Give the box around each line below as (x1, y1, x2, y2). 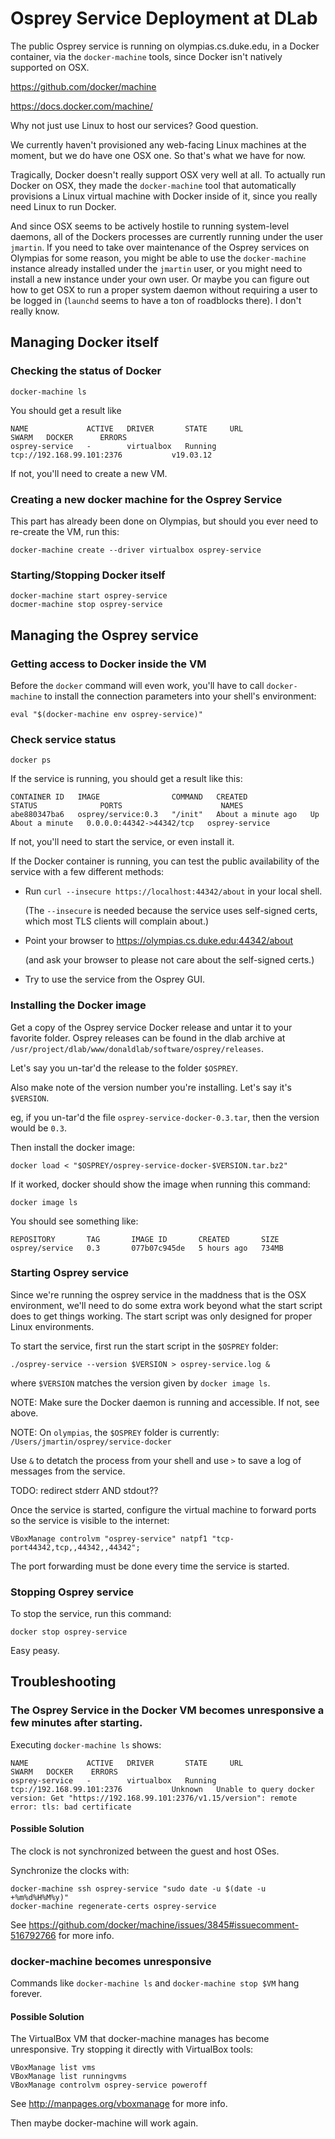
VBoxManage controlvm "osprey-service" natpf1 (10, 1533, 208, 1544)
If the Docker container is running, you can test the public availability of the (10, 855, 320, 867)
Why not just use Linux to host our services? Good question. (10, 119, 259, 131)
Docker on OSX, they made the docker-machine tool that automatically (10, 179, 297, 191)
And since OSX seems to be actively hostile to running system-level (10, 220, 290, 232)
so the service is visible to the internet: (10, 1514, 170, 1526)
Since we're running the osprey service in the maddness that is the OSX (10, 1288, 307, 1301)
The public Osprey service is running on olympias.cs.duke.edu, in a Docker (10, 40, 320, 52)
